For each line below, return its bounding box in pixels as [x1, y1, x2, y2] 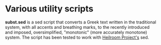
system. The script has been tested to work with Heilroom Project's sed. [5, 34, 149, 40]
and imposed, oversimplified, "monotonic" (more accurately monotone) [5, 29, 147, 35]
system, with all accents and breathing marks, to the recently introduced [5, 24, 150, 30]
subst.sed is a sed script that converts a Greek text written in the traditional [5, 19, 157, 25]
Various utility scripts [5, 3, 94, 14]
